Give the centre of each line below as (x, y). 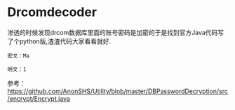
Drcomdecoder (52, 12)
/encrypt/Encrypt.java (39, 98)
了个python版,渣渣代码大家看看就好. (59, 41)
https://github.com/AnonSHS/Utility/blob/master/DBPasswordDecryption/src (118, 91)
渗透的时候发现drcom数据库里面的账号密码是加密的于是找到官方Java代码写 (116, 32)
